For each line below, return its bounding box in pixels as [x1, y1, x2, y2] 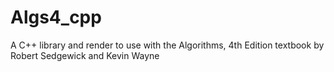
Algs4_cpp [10, 6, 102, 29]
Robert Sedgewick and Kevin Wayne [10, 49, 160, 61]
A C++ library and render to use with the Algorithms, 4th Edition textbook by [10, 39, 325, 51]
